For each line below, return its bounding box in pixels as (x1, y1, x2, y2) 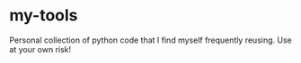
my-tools (9, 5, 78, 26)
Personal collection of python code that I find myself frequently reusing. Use (9, 35, 292, 45)
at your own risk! (9, 43, 72, 54)
